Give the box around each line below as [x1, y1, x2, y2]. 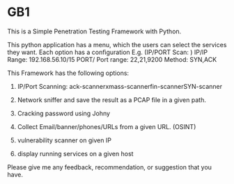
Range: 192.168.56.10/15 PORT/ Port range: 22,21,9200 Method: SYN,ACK [7, 55, 217, 63]
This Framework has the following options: [7, 69, 130, 77]
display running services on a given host [17, 149, 134, 158]
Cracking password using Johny [17, 109, 110, 117]
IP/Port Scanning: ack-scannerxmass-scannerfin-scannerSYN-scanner [17, 82, 223, 90]
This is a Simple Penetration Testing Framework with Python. [7, 27, 182, 35]
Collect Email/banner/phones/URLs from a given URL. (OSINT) [17, 122, 196, 131]
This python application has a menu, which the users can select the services [7, 40, 227, 49]
